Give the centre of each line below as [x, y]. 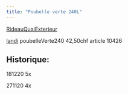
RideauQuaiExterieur [32, 29]
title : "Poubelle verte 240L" [44, 12]
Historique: [28, 60]
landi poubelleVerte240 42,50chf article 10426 [64, 40]
